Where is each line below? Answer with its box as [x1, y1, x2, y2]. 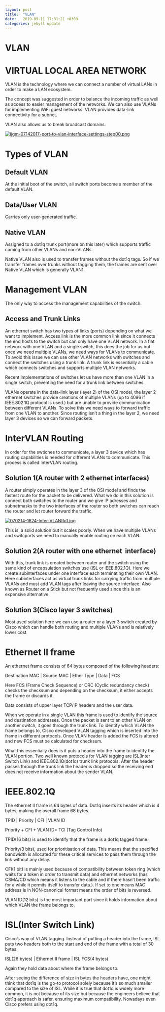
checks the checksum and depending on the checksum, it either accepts [5, 688, 153, 693]
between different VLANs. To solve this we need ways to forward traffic [5, 405, 150, 411]
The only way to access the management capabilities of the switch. [5, 300, 142, 306]
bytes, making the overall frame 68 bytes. [5, 808, 90, 814]
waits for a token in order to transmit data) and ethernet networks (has [5, 872, 148, 877]
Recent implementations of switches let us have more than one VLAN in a [5, 374, 154, 380]
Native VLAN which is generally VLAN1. [5, 267, 85, 273]
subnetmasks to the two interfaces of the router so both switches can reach [5, 503, 159, 508]
